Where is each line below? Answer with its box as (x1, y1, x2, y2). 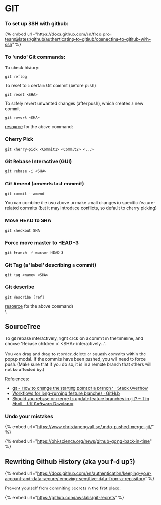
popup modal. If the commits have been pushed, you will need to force (5, 356, 146, 362)
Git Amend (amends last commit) (5, 180, 84, 187)
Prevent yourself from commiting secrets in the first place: (5, 485, 121, 491)
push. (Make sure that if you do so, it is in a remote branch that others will (5, 361, 152, 367)
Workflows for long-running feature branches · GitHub (12, 390, 120, 396)
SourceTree (5, 322, 41, 331)
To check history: (5, 65, 40, 70)
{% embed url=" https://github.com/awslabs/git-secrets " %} (5, 494, 124, 500)
